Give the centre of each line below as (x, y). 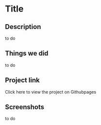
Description (23, 27)
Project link (22, 80)
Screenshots (25, 107)
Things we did (27, 53)
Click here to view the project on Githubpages (51, 92)
